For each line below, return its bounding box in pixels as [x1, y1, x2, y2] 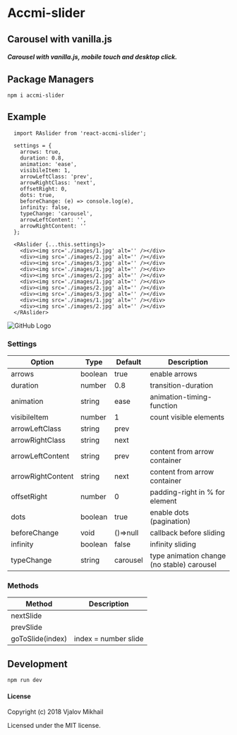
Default [116, 357, 142, 367]
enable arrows [150, 369, 197, 379]
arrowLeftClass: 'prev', [20, 173, 93, 180]
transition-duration [150, 381, 214, 390]
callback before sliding [150, 528, 226, 538]
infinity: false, [20, 203, 71, 211]
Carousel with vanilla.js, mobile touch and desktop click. [7, 53, 178, 61]
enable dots [150, 508, 189, 518]
